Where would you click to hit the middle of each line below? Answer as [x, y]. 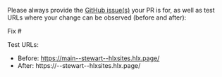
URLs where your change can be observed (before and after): [97, 17]
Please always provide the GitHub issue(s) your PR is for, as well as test [111, 10]
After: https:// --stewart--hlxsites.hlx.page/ [79, 65]
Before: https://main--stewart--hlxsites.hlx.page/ [88, 58]
